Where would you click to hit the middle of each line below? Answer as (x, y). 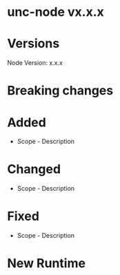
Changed (34, 169)
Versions (33, 44)
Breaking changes (60, 91)
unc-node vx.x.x (56, 12)
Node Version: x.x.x (35, 63)
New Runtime (47, 264)
